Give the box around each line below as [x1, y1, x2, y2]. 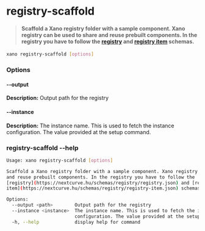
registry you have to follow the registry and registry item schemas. [21, 38, 195, 45]
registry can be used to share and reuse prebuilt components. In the [21, 31, 197, 38]
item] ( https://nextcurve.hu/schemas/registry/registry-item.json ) [6, 185, 179, 191]
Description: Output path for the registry [6, 94, 109, 102]
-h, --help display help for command [12, 219, 140, 225]
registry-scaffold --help [6, 143, 79, 152]
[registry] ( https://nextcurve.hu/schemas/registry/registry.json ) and [6, 180, 190, 186]
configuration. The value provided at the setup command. [6, 128, 151, 135]
